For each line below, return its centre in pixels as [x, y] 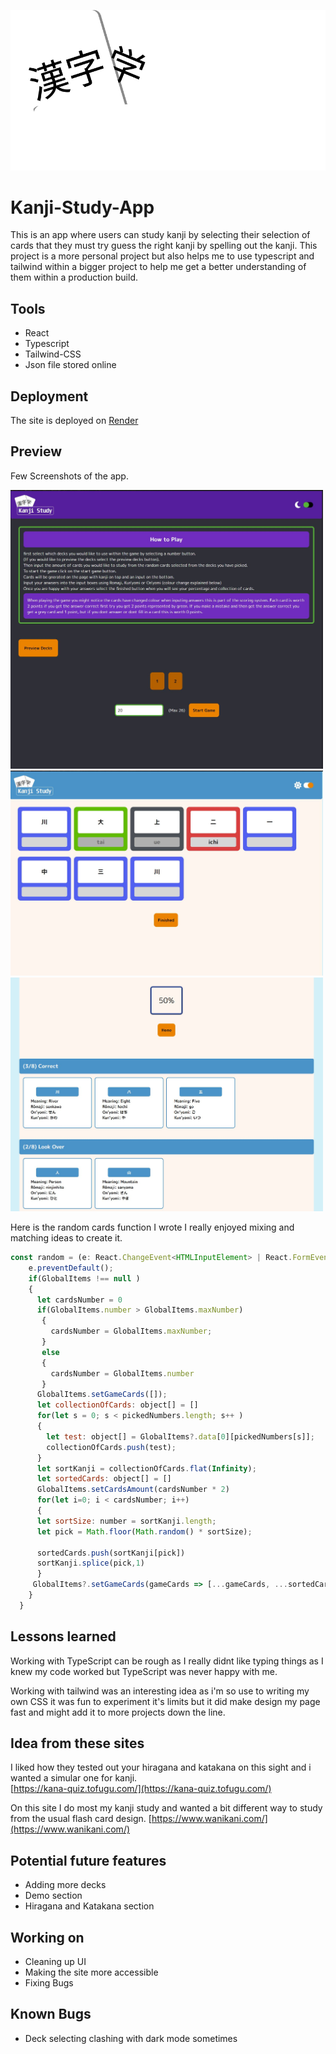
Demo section [53, 1896]
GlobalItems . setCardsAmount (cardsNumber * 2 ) [133, 1490]
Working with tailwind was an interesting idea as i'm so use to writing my [160, 1691]
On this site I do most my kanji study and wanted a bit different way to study [166, 1808]
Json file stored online [70, 365]
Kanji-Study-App [82, 207]
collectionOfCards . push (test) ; [111, 1447]
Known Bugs [51, 2014]
